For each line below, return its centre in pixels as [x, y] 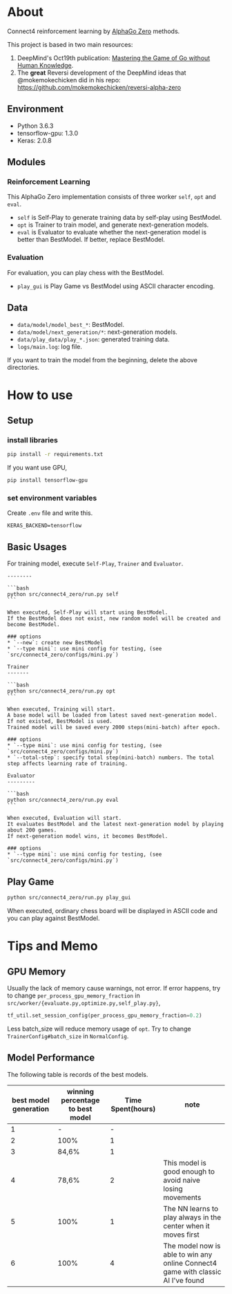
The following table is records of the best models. [78, 1074]
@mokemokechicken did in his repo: [69, 79]
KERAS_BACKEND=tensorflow [44, 526]
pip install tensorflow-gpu [48, 480]
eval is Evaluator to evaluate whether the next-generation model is [112, 232]
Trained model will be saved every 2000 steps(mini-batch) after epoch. [114, 728]
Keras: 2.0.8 [34, 140]
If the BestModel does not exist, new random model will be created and [114, 619]
